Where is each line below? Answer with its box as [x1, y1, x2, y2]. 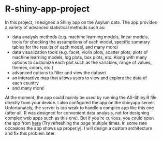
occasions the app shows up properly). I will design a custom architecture [5, 125, 152, 131]
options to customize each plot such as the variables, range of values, [12, 59, 152, 65]
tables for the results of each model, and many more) [12, 44, 118, 50]
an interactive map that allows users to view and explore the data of [12, 75, 147, 81]
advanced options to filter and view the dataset [12, 70, 106, 75]
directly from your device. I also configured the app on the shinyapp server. [5, 99, 156, 105]
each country [12, 80, 39, 85]
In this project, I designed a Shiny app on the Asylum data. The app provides [5, 19, 157, 25]
